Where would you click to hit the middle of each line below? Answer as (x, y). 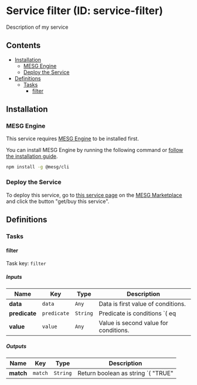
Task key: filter (26, 264)
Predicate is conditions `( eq (137, 313)
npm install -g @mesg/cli (38, 167)
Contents (23, 45)
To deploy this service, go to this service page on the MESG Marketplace (94, 195)
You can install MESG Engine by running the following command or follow (95, 150)
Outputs (16, 346)
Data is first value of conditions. (142, 304)
